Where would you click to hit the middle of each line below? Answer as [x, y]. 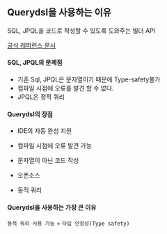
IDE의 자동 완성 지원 [45, 131]
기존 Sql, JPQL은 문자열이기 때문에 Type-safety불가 [89, 79]
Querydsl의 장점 [30, 114]
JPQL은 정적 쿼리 [41, 97]
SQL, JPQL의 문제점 [35, 63]
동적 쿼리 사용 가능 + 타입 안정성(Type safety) [69, 223]
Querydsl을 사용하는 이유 [59, 13]
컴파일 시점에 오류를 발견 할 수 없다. [65, 88]
